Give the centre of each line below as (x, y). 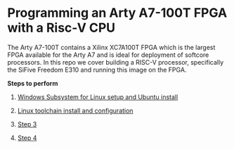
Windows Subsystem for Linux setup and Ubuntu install (98, 97)
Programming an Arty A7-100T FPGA (117, 13)
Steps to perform (33, 83)
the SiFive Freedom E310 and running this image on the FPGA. (97, 70)
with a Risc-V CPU (61, 28)
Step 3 (27, 124)
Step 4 (27, 138)
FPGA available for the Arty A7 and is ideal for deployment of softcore (108, 55)
